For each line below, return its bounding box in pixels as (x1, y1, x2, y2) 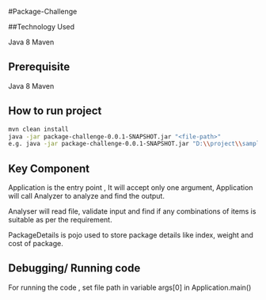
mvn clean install (8, 125, 69, 133)
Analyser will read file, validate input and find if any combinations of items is (8, 207, 256, 216)
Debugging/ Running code (8, 261, 141, 275)
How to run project (8, 104, 102, 118)
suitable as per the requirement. (8, 215, 112, 225)
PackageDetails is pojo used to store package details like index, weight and (8, 230, 253, 240)
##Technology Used (8, 22, 75, 31)
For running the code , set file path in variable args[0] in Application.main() (8, 283, 252, 292)
